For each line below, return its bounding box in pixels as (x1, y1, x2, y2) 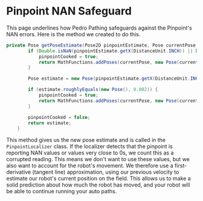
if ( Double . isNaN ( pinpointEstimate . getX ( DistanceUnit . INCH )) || (28, 48, 193, 54)
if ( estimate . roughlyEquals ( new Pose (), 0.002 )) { (28, 86, 158, 93)
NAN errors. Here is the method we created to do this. (6, 30, 141, 37)
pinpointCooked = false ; (28, 114, 91, 120)
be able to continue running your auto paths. (6, 188, 117, 195)
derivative (6, 168, 31, 176)
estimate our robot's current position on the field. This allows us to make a (6, 175, 192, 182)
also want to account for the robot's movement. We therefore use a (6, 162, 173, 170)
